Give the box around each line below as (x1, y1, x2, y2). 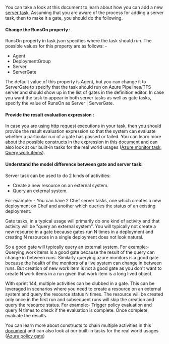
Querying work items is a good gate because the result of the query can (5, 249, 155, 255)
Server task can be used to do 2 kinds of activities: (5, 173, 111, 179)
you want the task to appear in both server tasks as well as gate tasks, (5, 95, 151, 101)
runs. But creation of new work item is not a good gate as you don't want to (5, 265, 162, 271)
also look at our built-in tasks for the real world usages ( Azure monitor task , (5, 144, 162, 150)
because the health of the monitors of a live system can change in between (5, 260, 162, 266)
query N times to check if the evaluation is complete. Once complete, (5, 307, 149, 313)
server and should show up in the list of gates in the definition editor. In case (5, 89, 164, 95)
